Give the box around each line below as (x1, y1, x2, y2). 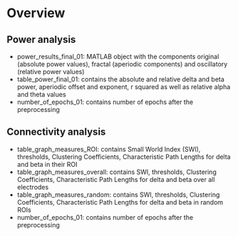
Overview (6, 5, 66, 21)
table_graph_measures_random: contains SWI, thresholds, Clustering (16, 190, 220, 199)
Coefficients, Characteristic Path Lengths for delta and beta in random (16, 197, 224, 206)
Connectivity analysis (6, 126, 106, 138)
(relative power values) (16, 68, 85, 76)
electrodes (16, 183, 49, 191)
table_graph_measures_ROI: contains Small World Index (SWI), (16, 145, 201, 153)
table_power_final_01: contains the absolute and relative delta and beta (16, 75, 225, 83)
